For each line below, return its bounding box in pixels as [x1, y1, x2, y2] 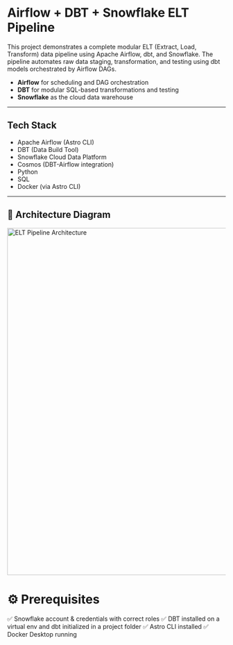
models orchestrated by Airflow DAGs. [7, 65, 116, 73]
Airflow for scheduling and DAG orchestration [17, 78, 149, 86]
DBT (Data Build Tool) [17, 145, 79, 153]
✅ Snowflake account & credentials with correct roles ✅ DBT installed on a [7, 614, 220, 623]
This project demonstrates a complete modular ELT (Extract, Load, [7, 42, 197, 51]
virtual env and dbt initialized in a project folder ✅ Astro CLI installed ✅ [7, 622, 209, 630]
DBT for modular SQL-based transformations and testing [17, 85, 179, 94]
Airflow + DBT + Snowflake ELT [7, 5, 189, 21]
